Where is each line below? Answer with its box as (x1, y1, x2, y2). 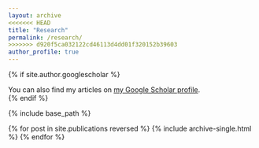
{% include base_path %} (8, 109, 91, 118)
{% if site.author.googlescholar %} (8, 70, 120, 79)
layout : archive (8, 11, 61, 20)
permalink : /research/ (8, 33, 83, 42)
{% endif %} (8, 94, 49, 102)
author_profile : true (8, 48, 80, 56)
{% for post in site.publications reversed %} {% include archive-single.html (8, 124, 252, 133)
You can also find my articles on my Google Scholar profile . (8, 85, 201, 94)
